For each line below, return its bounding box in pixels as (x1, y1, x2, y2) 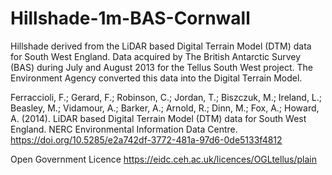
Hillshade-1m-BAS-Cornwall (10, 7, 251, 30)
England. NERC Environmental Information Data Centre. (10, 123, 238, 135)
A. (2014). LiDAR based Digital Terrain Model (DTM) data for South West (10, 112, 307, 124)
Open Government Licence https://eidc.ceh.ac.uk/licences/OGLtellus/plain (10, 153, 317, 165)
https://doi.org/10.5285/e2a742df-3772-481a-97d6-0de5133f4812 (10, 133, 283, 146)
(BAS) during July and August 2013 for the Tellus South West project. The (10, 61, 313, 73)
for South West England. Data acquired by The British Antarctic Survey (10, 50, 302, 62)
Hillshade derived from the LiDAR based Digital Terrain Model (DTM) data (10, 40, 312, 52)
